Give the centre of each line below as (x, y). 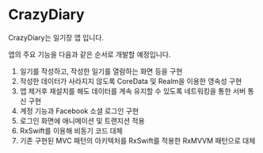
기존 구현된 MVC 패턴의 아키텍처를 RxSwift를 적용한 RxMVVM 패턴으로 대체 (137, 140)
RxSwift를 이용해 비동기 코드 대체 (71, 130)
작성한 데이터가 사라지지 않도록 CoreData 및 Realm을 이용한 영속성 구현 (131, 81)
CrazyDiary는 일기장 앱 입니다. (56, 37)
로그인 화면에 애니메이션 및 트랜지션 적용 (82, 120)
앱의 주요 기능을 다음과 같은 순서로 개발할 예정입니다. (90, 54)
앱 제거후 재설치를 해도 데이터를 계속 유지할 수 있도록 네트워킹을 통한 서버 (133, 91)
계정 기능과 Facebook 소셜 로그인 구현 (79, 111)
